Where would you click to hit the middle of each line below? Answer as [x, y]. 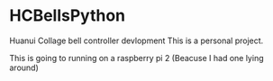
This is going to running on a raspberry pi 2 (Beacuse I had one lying [136, 58]
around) [24, 67]
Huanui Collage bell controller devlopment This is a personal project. [136, 40]
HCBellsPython [68, 16]
